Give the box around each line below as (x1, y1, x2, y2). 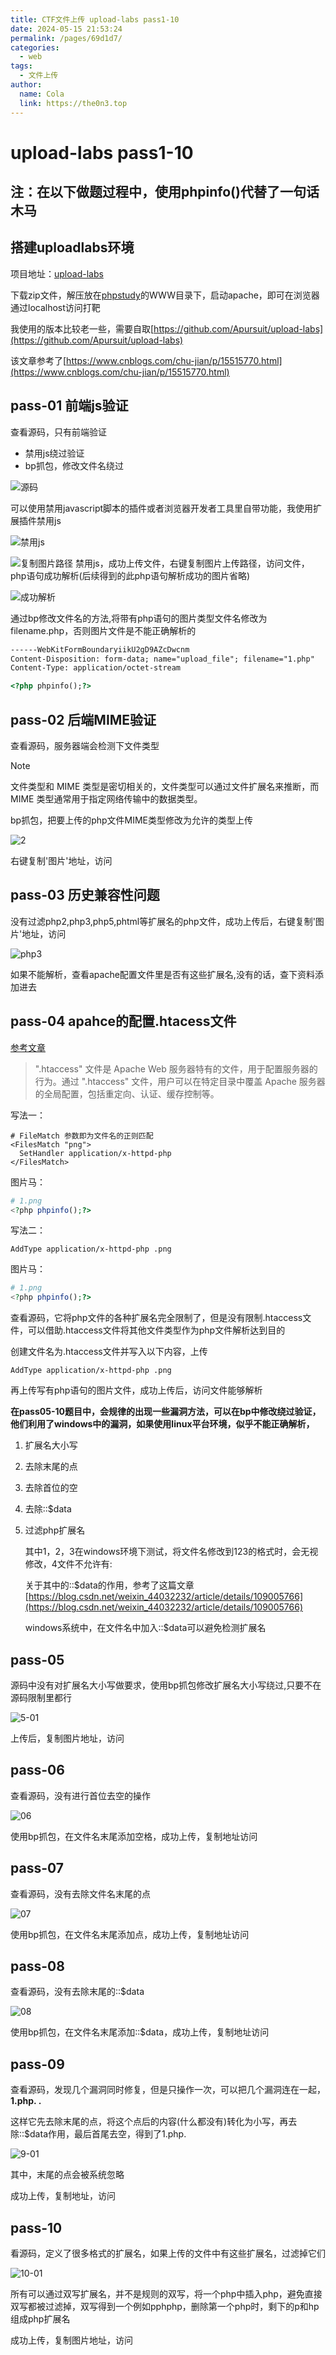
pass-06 (10, 1762, 65, 1779)
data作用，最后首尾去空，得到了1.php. (29, 2128, 187, 2140)
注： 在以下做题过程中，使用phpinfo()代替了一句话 (10, 184, 320, 201)
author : (10, 80, 43, 90)
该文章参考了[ (10, 354, 67, 366)
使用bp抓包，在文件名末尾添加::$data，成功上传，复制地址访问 (10, 2026, 270, 2038)
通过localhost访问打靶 (10, 301, 101, 313)
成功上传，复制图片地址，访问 (10, 2334, 133, 2346)
